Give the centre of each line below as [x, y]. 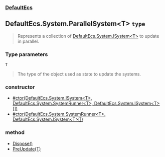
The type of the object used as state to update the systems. [79, 74]
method [15, 132]
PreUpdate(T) [27, 149]
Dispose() [23, 143]
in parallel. [28, 41]
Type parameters [27, 54]
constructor [20, 87]
